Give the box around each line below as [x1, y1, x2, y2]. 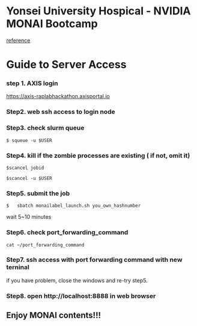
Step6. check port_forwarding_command [6, 228, 129, 237]
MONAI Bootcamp [6, 17, 98, 31]
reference [6, 37, 31, 44]
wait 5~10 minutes [6, 213, 52, 221]
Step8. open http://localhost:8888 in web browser [6, 292, 156, 300]
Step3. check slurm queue [6, 124, 85, 132]
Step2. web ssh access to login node [6, 108, 115, 116]
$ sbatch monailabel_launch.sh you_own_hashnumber [6, 203, 141, 209]
